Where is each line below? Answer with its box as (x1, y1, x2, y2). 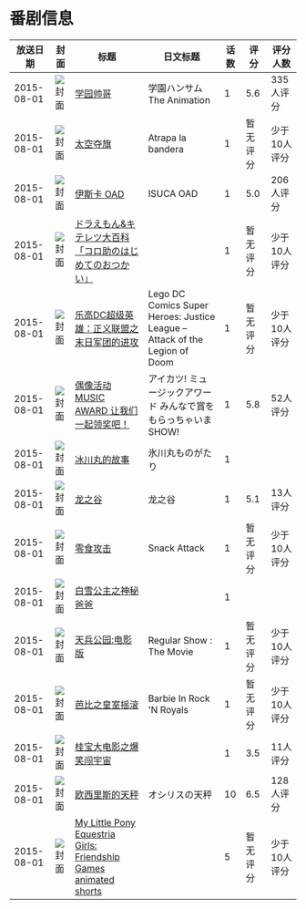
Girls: (74, 839, 97, 852)
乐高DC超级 (74, 308, 125, 321)
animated (74, 873, 116, 885)
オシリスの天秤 (148, 788, 212, 801)
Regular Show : (148, 634, 212, 646)
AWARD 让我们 (74, 404, 138, 417)
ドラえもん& (74, 217, 127, 230)
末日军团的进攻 (74, 336, 139, 348)
